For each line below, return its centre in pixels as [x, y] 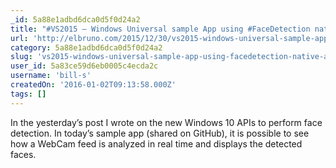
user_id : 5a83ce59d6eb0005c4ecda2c [84, 66]
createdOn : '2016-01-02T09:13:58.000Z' [93, 85]
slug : [21, 57]
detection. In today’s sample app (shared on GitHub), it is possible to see [160, 133]
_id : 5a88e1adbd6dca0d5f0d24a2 [75, 19]
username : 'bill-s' [51, 76]
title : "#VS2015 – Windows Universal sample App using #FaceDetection [160, 29]
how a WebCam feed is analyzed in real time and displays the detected [156, 143]
